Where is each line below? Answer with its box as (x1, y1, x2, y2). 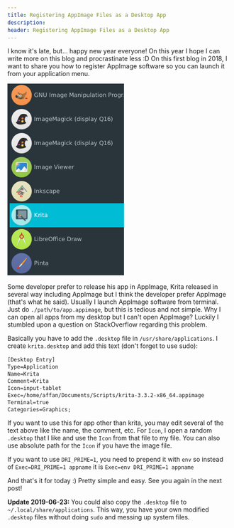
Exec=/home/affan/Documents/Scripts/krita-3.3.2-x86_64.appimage (7, 392, 204, 399)
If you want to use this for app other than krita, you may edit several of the (7, 418, 224, 427)
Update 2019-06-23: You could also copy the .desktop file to (7, 498, 187, 507)
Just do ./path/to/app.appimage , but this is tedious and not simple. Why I (7, 305, 221, 314)
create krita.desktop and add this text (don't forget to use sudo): (7, 342, 199, 350)
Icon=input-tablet (7, 385, 62, 392)
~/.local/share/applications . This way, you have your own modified (7, 505, 209, 514)
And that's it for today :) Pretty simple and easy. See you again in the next (7, 477, 222, 485)
